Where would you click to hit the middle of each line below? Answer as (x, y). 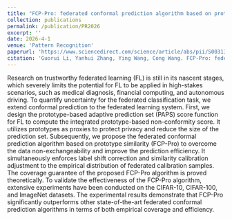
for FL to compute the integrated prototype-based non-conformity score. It (114, 122)
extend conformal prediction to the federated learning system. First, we (109, 107)
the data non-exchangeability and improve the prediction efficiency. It (106, 151)
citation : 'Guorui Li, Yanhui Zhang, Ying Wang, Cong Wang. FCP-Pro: (109, 58)
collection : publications (44, 20)
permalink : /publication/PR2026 (54, 26)
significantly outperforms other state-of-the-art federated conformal (105, 202)
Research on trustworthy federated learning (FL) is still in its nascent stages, (116, 78)
